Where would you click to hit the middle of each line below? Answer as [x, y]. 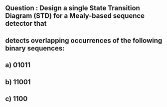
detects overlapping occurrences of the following [84, 40]
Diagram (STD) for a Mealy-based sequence [75, 16]
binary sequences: [35, 48]
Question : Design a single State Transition [73, 8]
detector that [26, 24]
